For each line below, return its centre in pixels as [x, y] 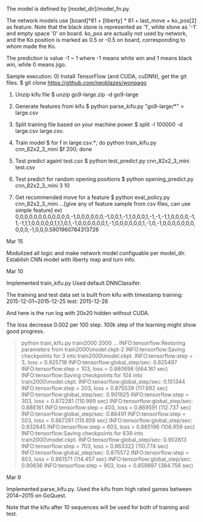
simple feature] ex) [38, 210]
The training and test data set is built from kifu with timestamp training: [95, 295]
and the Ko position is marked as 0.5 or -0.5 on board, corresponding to [96, 40]
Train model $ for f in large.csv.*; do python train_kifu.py [86, 143]
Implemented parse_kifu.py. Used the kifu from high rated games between [99, 489]
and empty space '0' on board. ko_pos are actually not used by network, [97, 33]
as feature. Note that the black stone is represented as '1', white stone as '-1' [101, 27]
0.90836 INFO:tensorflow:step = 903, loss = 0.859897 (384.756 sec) [107, 466]
